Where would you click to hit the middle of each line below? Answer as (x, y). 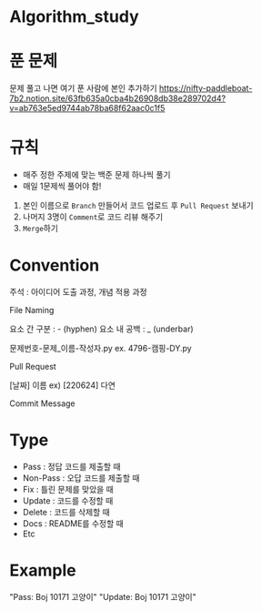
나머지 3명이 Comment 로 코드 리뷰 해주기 (93, 217)
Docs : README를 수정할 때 (73, 523)
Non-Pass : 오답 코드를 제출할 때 (81, 478)
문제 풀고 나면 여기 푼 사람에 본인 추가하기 (83, 88)
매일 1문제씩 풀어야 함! (62, 186)
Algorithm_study (74, 17)
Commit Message (42, 403)
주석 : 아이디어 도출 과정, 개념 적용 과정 (78, 292)
